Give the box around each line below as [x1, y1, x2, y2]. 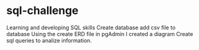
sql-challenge [6, 4, 78, 18]
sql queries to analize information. [6, 37, 92, 44]
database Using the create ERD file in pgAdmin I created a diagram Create [6, 30, 193, 37]
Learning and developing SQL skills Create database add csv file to [6, 24, 176, 31]
